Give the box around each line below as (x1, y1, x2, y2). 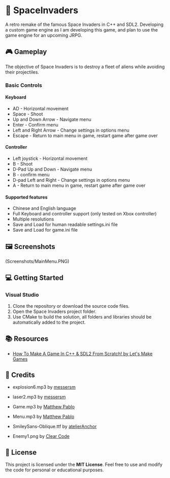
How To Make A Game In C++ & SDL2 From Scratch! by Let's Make (12, 350, 153, 357)
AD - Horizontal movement (12, 105, 69, 111)
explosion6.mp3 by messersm (12, 384, 76, 390)
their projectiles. (5, 69, 40, 75)
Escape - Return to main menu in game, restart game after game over (12, 132, 158, 139)
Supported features (5, 194, 48, 200)
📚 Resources (5, 335, 49, 343)
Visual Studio (5, 292, 39, 299)
